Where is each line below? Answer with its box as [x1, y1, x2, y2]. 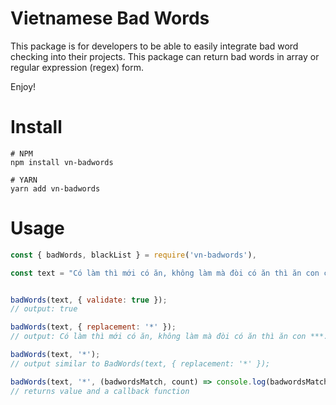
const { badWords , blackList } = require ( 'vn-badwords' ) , [10, 250, 257, 260]
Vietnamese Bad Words [10, 7, 210, 30]
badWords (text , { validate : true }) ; [10, 295, 168, 305]
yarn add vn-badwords [10, 183, 101, 194]
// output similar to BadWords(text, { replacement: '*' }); [10, 358, 271, 369]
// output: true [10, 304, 78, 314]
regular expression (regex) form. [10, 61, 144, 73]
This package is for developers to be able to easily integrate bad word [10, 40, 299, 52]
